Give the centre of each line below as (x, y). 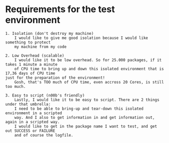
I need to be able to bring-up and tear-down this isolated (79, 109)
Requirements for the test (60, 9)
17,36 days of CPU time (30, 73)
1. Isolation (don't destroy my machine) (50, 33)
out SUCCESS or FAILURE (30, 131)
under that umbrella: (28, 104)
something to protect (28, 42)
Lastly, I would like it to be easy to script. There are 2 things (87, 100)
